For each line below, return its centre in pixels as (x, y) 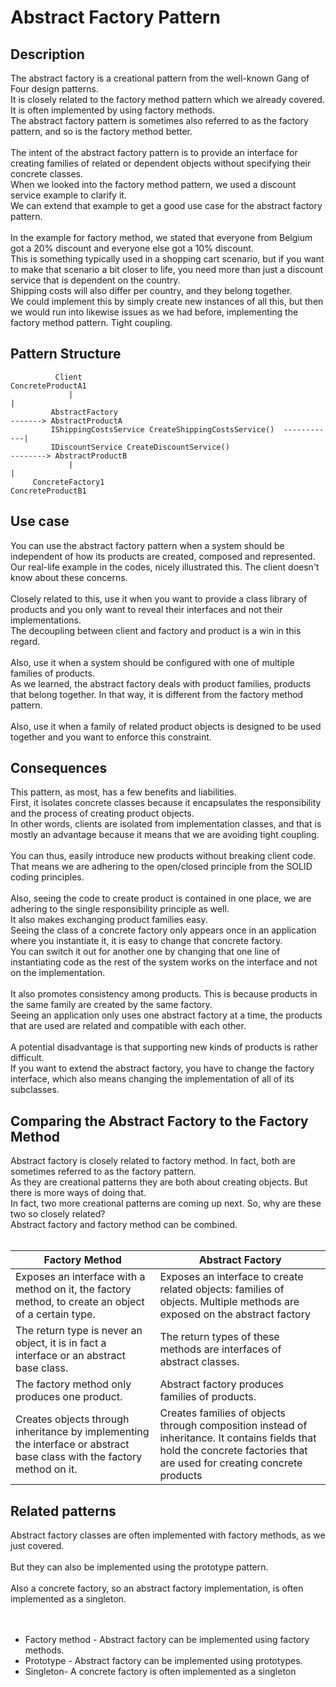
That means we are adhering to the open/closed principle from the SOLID (161, 867)
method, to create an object (80, 1302)
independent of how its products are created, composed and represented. (163, 556)
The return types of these (219, 1337)
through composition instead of (233, 1426)
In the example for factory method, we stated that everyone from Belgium (161, 237)
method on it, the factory (73, 1289)
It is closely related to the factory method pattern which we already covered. (167, 99)
